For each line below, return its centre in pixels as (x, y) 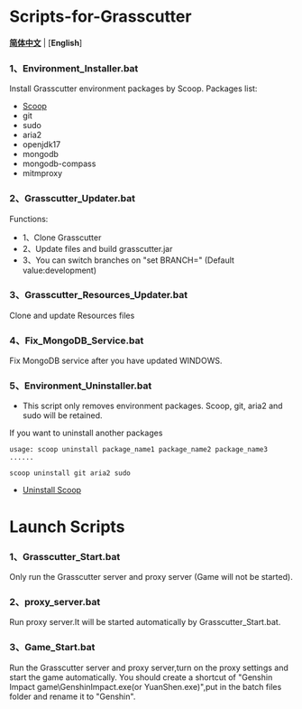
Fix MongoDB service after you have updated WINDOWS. (116, 361)
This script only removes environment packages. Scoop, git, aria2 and (152, 406)
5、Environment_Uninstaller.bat (81, 386)
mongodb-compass (59, 163)
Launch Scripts (67, 527)
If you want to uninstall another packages (86, 433)
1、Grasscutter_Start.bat (65, 556)
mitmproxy (42, 173)
